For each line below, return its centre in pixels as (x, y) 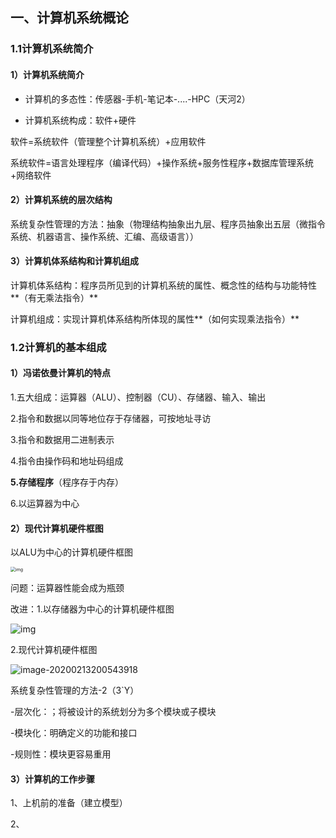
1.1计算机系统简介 (52, 49)
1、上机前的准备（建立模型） (69, 803)
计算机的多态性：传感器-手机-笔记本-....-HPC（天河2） (137, 99)
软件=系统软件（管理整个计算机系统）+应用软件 (108, 141)
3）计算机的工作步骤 (53, 779)
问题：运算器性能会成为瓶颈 (67, 588)
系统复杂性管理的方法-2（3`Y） (75, 690)
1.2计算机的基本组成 (58, 347)
